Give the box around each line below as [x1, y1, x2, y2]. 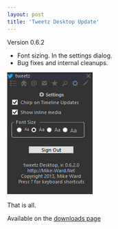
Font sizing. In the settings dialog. [16, 51, 113, 60]
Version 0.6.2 [7, 38, 45, 46]
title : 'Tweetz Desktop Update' [7, 18, 99, 25]
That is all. [7, 201, 36, 209]
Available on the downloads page [7, 214, 102, 222]
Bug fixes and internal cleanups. [16, 58, 108, 67]
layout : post [7, 11, 45, 18]
